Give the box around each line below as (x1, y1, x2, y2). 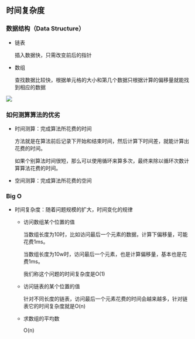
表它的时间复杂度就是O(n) (23, 303, 86, 310)
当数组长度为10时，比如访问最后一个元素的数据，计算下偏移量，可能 (23, 231, 189, 238)
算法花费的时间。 (19, 165, 61, 172)
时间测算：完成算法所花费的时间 (14, 125, 92, 132)
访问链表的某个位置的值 (23, 283, 80, 290)
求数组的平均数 (23, 315, 60, 322)
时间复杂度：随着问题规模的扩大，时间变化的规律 (14, 206, 133, 213)
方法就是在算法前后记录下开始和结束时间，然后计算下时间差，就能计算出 (14, 137, 189, 145)
